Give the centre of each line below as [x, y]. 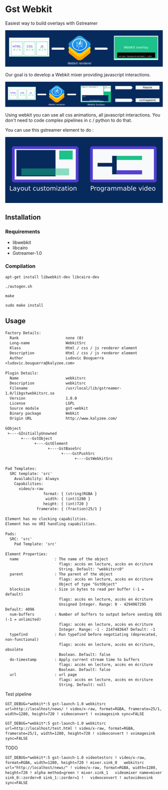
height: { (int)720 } [66, 504]
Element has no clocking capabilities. [47, 519]
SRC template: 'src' [31, 474]
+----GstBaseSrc [64, 449]
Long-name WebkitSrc [48, 343]
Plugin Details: [22, 373]
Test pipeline [18, 694]
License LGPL [42, 404]
